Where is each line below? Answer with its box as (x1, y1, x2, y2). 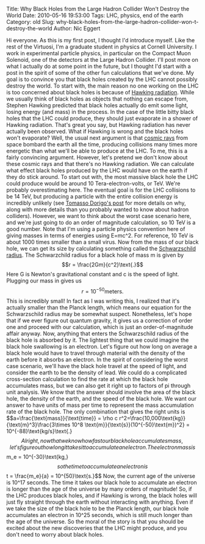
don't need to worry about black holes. (6, 531, 104, 538)
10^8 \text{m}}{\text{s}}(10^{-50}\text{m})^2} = (71, 421, 190, 428)
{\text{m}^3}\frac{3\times (6, 421, 71, 428)
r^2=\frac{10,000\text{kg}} (118, 414, 186, 421)
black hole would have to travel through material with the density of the (6, 349, 185, 357)
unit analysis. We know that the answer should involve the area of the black (6, 388, 196, 396)
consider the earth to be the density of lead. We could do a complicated (6, 369, 187, 376)
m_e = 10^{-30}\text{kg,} (6, 453, 69, 460)
